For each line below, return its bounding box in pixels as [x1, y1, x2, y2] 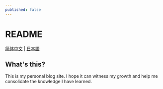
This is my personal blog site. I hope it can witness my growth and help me [5, 73, 158, 79]
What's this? [5, 60, 46, 68]
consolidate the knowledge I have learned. [5, 79, 92, 85]
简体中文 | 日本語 [5, 45, 40, 51]
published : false [5, 7, 41, 12]
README [5, 28, 43, 40]
